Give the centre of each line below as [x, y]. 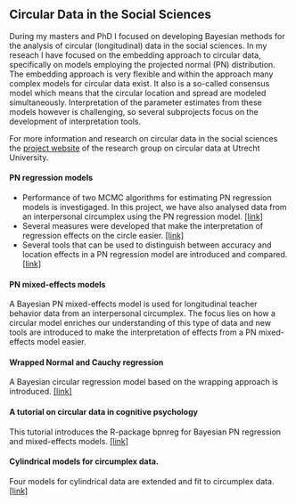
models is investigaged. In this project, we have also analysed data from [154, 207]
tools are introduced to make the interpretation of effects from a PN [133, 332]
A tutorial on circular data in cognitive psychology [104, 412]
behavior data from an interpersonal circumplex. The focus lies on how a [143, 313]
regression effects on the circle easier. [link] [103, 236]
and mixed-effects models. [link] [69, 441]
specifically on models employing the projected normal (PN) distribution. [143, 64]
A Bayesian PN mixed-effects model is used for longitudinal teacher [133, 304]
